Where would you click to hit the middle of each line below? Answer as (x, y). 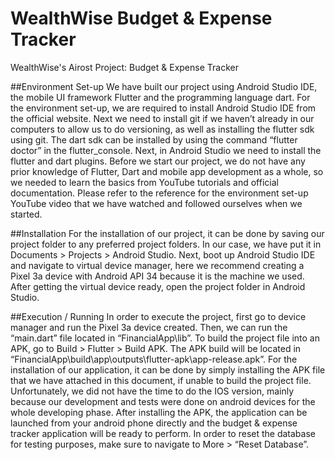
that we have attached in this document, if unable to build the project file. (161, 380)
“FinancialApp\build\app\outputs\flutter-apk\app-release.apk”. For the (154, 359)
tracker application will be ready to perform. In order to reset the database (163, 433)
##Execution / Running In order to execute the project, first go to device (158, 316)
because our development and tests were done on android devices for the (163, 401)
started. (26, 214)
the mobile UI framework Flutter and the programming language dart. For (160, 97)
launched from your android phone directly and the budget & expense (154, 423)
